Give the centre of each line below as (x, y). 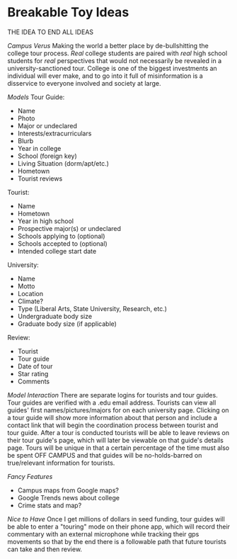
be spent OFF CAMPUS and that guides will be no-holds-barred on (105, 455)
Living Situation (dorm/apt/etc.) (63, 163)
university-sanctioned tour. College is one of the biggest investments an (112, 68)
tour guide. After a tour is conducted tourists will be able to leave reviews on (118, 432)
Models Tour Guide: (36, 97)
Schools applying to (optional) (61, 236)
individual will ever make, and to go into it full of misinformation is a (105, 76)
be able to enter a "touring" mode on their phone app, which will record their (119, 526)
